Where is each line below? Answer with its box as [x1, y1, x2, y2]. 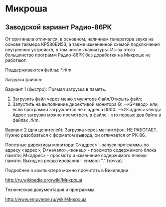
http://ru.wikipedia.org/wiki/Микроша [5, 177, 83, 183]
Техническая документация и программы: [5, 187, 96, 193]
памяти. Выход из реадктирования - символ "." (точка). [5, 158, 124, 164]
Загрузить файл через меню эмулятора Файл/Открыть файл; [12, 96, 143, 102]
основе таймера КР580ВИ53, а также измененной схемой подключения [5, 41, 160, 47]
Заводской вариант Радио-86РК [5, 23, 112, 31]
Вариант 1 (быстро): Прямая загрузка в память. [5, 86, 106, 92]
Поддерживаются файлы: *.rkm [5, 67, 72, 73]
